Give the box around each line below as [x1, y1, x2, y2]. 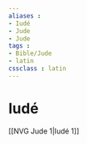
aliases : [8, 11, 42, 20]
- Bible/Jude [8, 49, 52, 57]
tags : [8, 42, 31, 50]
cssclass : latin [8, 65, 67, 73]
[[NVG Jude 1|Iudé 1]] [8, 126, 80, 136]
